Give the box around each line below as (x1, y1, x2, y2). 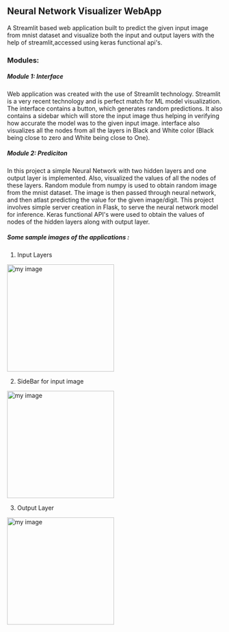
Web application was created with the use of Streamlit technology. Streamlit (7, 89, 221, 98)
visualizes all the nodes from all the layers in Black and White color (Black (7, 126, 214, 134)
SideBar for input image (16, 377, 84, 385)
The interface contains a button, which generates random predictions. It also (7, 104, 223, 113)
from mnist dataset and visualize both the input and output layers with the (7, 31, 215, 39)
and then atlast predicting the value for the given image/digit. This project (7, 196, 214, 204)
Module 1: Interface (7, 72, 64, 81)
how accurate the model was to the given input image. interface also (7, 119, 200, 127)
